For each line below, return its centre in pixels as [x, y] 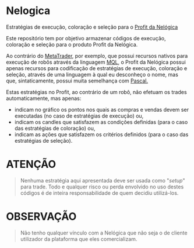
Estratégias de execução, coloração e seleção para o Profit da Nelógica [92, 27]
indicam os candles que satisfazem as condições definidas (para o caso [101, 122]
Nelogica [28, 11]
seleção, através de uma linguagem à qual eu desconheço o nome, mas [92, 74]
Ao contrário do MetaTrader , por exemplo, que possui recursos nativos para [97, 56]
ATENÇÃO [31, 164]
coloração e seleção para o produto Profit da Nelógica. [72, 44]
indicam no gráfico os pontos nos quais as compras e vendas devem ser [102, 109]
